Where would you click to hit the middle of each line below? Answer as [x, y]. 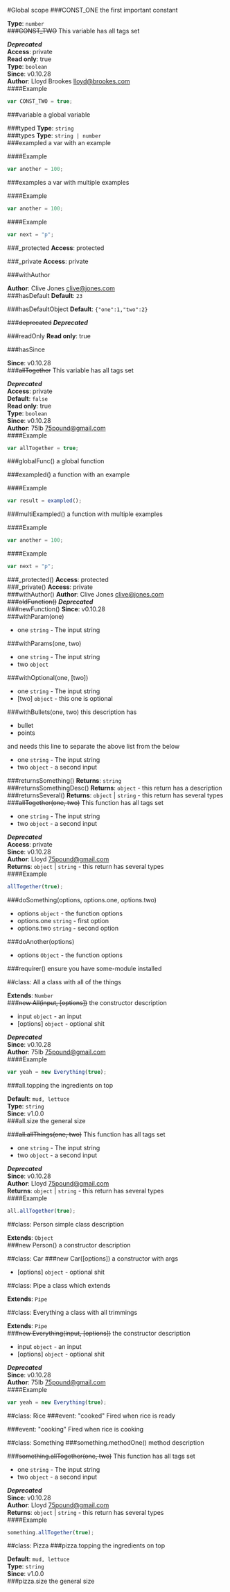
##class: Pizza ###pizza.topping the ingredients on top [86, 1545]
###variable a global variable [49, 115]
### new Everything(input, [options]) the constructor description [99, 1333]
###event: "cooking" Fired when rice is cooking [76, 1429]
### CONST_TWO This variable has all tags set [73, 31]
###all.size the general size [46, 1120]
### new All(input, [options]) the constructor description [87, 1002]
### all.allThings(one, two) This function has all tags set [86, 1134]
